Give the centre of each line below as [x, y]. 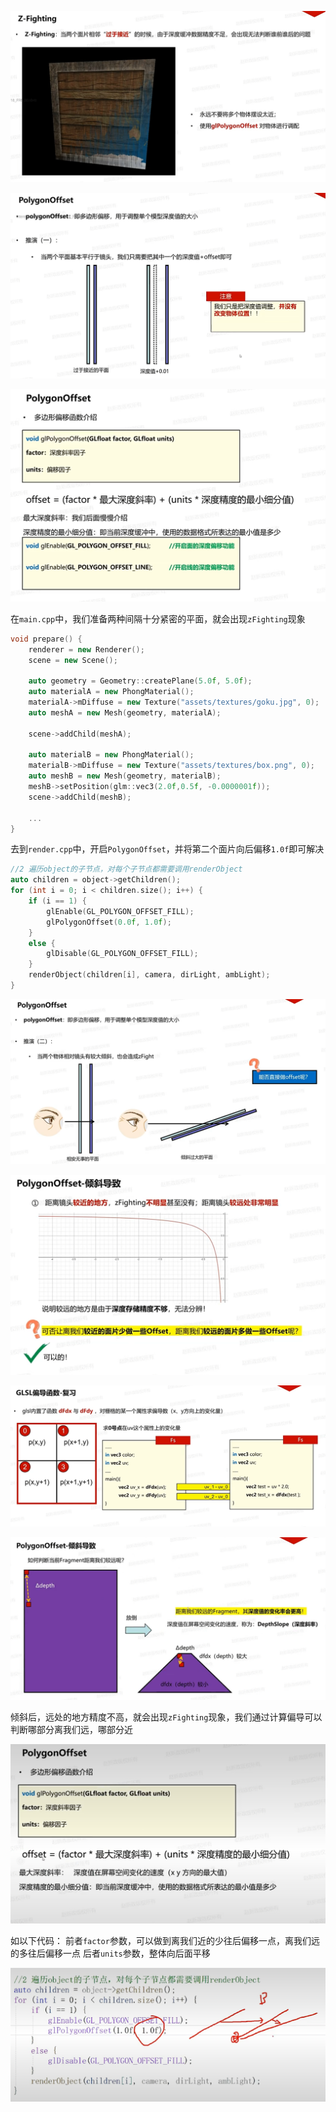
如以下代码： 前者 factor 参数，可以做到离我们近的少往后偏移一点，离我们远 [165, 1941]
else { [42, 943]
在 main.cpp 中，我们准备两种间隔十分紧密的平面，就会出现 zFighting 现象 [158, 618]
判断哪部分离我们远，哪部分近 [71, 1730]
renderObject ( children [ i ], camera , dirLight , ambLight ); [149, 975]
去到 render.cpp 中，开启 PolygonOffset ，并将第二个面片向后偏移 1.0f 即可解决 [167, 849]
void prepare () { [46, 639]
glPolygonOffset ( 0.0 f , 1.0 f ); [109, 922]
